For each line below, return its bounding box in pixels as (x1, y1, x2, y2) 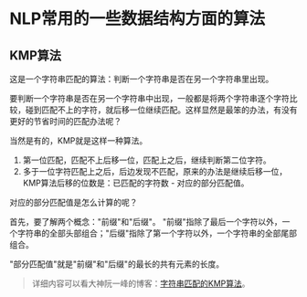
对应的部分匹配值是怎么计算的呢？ (9, 197, 138, 207)
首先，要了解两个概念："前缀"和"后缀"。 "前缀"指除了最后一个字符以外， (9, 217, 283, 227)
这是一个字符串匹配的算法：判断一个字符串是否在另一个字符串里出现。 (9, 74, 274, 84)
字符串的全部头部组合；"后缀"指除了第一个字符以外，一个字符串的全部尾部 (16, 228, 298, 239)
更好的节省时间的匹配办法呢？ (9, 116, 122, 126)
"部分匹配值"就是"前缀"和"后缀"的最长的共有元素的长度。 (9, 259, 225, 270)
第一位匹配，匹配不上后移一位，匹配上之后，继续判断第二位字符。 (22, 154, 271, 165)
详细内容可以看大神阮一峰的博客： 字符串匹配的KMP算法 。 (31, 278, 250, 289)
